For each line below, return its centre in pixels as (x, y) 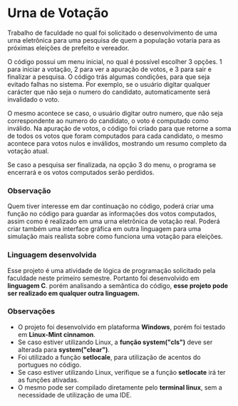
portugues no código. (50, 365)
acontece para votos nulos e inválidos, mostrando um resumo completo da (117, 143)
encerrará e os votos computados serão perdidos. (81, 172)
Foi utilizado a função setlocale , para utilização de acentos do (109, 357)
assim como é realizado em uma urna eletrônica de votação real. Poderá (114, 221)
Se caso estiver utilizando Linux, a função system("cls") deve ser (115, 342)
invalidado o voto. (33, 99)
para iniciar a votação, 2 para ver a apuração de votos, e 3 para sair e (110, 69)
